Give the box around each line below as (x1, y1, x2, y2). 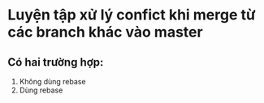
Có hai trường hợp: (7, 55, 104, 69)
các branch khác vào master (7, 23, 204, 41)
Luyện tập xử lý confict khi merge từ (7, 6, 256, 24)
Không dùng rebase (19, 77, 86, 86)
